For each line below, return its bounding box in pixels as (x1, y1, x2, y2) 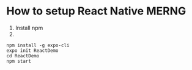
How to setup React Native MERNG (6, 4, 186, 18)
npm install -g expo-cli (6, 42, 70, 48)
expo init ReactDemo (6, 47, 59, 54)
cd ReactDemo (6, 52, 40, 59)
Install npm (15, 24, 43, 31)
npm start (6, 58, 32, 64)
